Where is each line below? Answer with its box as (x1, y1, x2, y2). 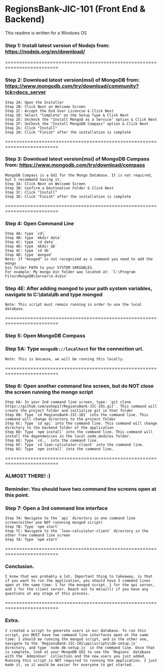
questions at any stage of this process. (5, 591, 90, 596)
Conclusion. (5, 563, 34, 570)
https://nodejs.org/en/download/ (5, 48, 85, 55)
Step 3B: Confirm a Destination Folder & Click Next (5, 185, 114, 191)
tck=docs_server (5, 89, 46, 96)
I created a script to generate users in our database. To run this (5, 628, 146, 633)
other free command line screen (5, 533, 70, 538)
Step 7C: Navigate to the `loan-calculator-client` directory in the (5, 529, 149, 534)
